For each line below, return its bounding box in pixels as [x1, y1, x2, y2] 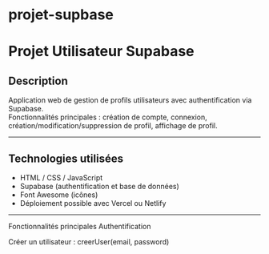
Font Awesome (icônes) [19, 190, 98, 200]
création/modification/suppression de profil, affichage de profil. [8, 121, 218, 131]
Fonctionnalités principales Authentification [8, 222, 151, 231]
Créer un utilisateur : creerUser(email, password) [8, 237, 170, 246]
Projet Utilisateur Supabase [8, 42, 195, 61]
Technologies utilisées [8, 151, 124, 165]
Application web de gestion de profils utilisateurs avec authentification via [8, 95, 252, 105]
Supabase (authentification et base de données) [19, 182, 180, 191]
